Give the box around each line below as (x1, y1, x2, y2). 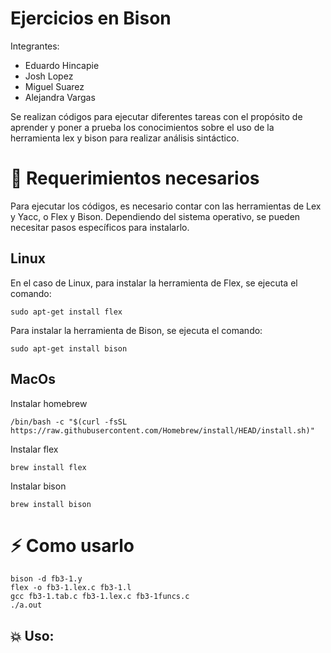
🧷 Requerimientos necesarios (10, 167, 260, 190)
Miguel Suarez (24, 80, 85, 92)
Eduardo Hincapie (24, 59, 100, 71)
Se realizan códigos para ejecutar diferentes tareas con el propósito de (10, 110, 303, 122)
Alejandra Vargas (24, 91, 96, 103)
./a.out (10, 600, 43, 611)
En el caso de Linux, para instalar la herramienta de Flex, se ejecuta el (10, 277, 298, 289)
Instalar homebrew (10, 397, 88, 409)
